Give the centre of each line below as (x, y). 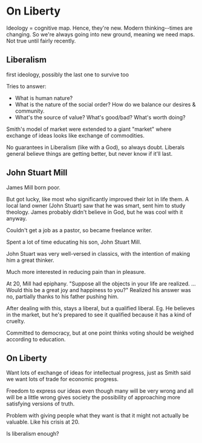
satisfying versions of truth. (41, 404)
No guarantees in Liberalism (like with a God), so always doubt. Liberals (96, 147)
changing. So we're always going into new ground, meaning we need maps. (101, 34)
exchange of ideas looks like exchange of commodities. (76, 135)
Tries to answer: (26, 86)
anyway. (17, 218)
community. (30, 111)
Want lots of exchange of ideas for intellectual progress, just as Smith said (99, 373)
